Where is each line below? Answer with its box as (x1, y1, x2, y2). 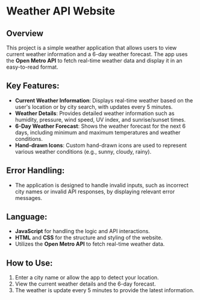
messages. (14, 194, 43, 201)
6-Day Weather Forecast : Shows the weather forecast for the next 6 (14, 122, 186, 130)
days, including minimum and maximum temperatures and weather (14, 128, 181, 136)
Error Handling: (6, 166, 65, 176)
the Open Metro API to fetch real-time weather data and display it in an (6, 57, 183, 64)
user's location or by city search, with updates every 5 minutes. (14, 103, 173, 110)
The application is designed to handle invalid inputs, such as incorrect (14, 181, 189, 189)
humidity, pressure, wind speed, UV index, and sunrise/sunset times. (14, 116, 186, 123)
